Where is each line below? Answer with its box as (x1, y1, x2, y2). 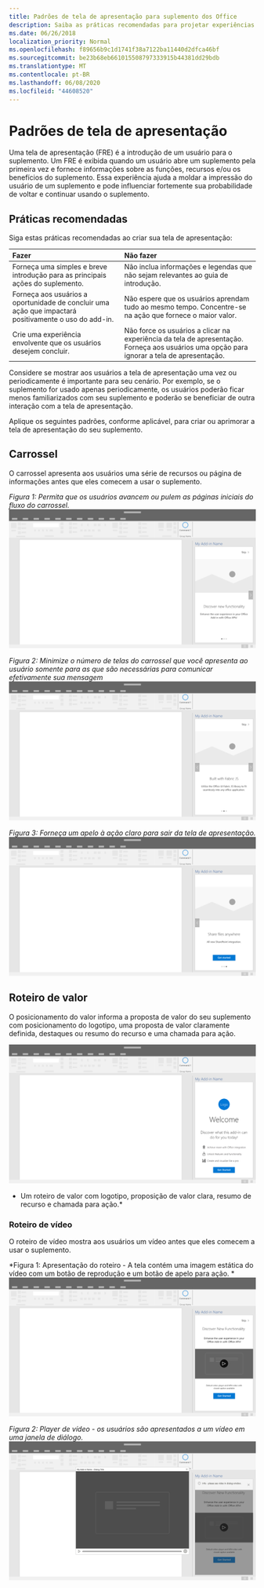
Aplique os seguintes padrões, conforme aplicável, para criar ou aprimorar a (9, 417, 255, 425)
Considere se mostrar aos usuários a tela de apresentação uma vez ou (9, 368, 237, 377)
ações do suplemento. (12, 279, 85, 288)
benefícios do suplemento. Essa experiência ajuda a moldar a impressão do (9, 173, 253, 182)
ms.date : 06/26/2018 (9, 29, 77, 37)
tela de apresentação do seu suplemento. (9, 425, 143, 434)
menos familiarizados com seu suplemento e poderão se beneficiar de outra (9, 393, 255, 402)
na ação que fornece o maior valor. (124, 310, 237, 319)
